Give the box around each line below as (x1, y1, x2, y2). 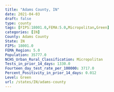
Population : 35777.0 (5, 52, 47, 57)
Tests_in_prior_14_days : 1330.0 (5, 61, 70, 66)
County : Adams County (5, 35, 49, 39)
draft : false (5, 16, 32, 21)
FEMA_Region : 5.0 (5, 48, 40, 53)
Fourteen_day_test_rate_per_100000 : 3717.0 (5, 66, 95, 71)
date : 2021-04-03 (5, 12, 40, 17)
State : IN (5, 39, 25, 44)
